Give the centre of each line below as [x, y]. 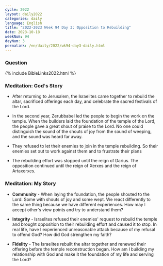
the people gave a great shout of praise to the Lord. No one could [77, 126]
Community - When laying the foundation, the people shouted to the [81, 194]
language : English [24, 23]
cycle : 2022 [17, 9]
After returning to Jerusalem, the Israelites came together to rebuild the [83, 96]
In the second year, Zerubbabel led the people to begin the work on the [83, 116]
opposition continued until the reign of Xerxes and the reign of [74, 166]
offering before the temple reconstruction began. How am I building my [83, 249]
